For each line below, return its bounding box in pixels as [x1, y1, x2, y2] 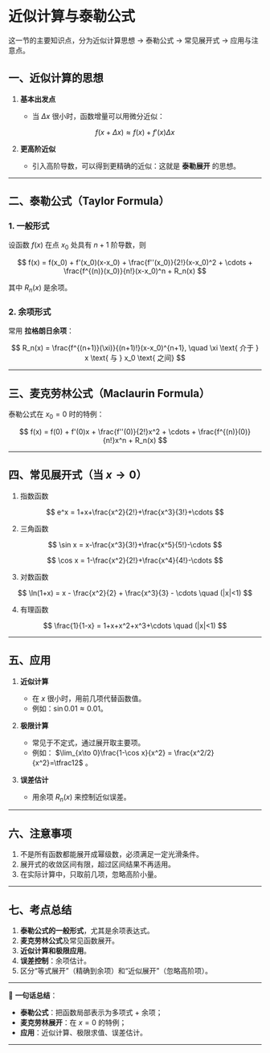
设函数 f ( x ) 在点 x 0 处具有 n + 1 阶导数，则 [8, 240, 146, 252]
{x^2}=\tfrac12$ [31, 757, 84, 768]
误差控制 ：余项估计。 [19, 956, 91, 965]
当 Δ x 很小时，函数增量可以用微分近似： [31, 111, 165, 121]
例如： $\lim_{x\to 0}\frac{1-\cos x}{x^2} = [31, 748, 173, 757]
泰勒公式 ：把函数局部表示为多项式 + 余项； [19, 1007, 163, 1017]
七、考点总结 [8, 903, 72, 916]
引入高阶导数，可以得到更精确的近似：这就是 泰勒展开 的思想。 [31, 161, 241, 170]
